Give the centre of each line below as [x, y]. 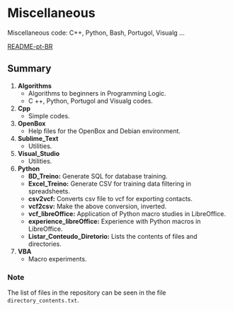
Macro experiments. [57, 259]
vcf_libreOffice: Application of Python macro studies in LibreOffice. [127, 213]
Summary [29, 69]
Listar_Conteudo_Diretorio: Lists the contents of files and [113, 236]
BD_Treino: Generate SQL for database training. [98, 176]
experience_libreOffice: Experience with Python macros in [114, 221]
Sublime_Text [38, 138]
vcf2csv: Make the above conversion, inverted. [97, 206]
